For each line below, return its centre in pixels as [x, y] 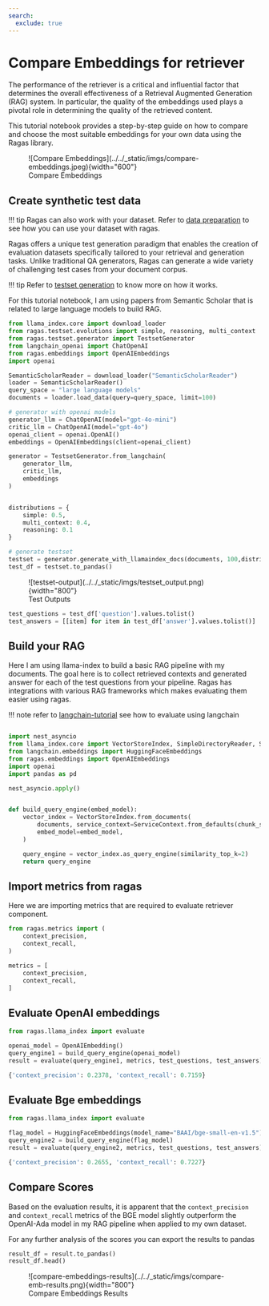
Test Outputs [50, 599]
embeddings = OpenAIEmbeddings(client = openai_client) [100, 442]
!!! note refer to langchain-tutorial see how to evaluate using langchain [124, 715]
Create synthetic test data [75, 201]
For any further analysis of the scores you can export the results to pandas [131, 1239]
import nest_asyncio [43, 737]
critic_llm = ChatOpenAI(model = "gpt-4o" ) [78, 427]
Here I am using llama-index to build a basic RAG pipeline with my [117, 665]
